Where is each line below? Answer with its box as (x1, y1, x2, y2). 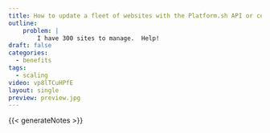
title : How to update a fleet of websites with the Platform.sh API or (8, 11, 253, 20)
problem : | (22, 26, 59, 34)
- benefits (15, 57, 52, 65)
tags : (8, 64, 27, 72)
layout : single (8, 86, 59, 95)
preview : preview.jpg (8, 94, 81, 102)
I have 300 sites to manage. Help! (37, 34, 160, 42)
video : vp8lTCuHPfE (8, 79, 74, 87)
